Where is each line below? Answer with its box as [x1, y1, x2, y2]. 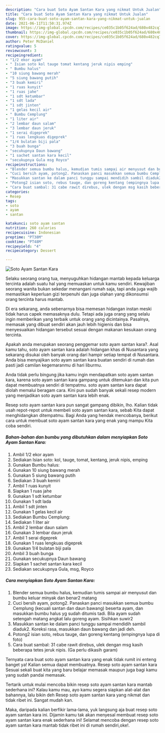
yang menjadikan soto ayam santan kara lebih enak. [5, 392, 110, 398]
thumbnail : [5, 30, 28, 35]
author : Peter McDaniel [5, 39, 54, 44]
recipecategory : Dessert [5, 248, 56, 253]
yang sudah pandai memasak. [5, 672, 66, 678]
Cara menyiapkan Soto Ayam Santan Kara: [5, 577, 95, 583]
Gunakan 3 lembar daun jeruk [12, 530, 73, 536]
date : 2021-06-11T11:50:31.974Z [5, 21, 71, 26]
